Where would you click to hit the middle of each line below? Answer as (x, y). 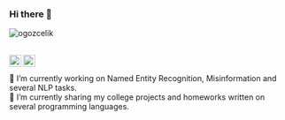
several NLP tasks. (43, 88)
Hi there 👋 (31, 14)
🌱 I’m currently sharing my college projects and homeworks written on (137, 97)
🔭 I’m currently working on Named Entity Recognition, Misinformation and (143, 79)
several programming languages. (69, 107)
